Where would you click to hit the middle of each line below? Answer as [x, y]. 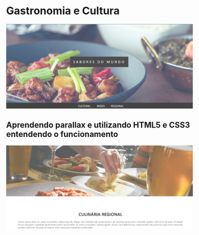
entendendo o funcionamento [62, 134]
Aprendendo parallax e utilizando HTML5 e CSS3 [98, 125]
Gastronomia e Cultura [63, 11]
